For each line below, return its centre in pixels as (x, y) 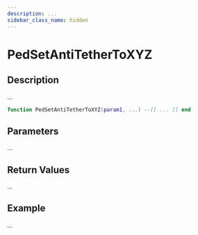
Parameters (33, 131)
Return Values (39, 170)
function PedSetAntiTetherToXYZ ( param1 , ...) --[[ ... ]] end (99, 110)
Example (26, 208)
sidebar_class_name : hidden (48, 20)
